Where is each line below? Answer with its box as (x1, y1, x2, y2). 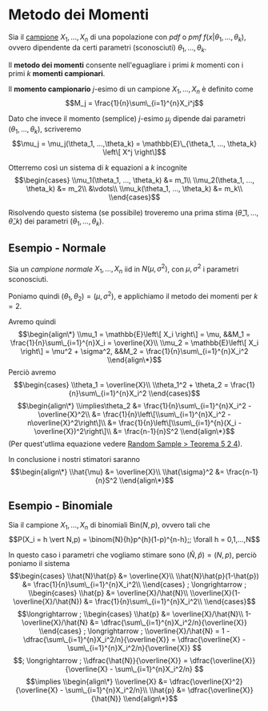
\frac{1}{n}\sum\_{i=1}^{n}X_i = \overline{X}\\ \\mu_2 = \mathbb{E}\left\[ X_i (10, 338, 259, 347)
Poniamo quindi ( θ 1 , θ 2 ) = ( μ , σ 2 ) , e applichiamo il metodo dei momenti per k (8, 290, 258, 303)
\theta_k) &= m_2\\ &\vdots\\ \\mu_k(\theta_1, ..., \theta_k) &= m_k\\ (26, 183, 243, 193)
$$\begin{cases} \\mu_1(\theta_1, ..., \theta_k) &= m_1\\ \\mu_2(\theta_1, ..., (14, 175, 254, 185)
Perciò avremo (8, 368, 57, 377)
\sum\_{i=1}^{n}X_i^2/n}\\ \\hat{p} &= (65, 685, 186, 695)
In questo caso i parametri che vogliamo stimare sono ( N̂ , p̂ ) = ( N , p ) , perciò (8, 550, 258, 560)
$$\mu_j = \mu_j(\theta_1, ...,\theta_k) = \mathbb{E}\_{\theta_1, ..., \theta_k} (11, 139, 258, 148)
